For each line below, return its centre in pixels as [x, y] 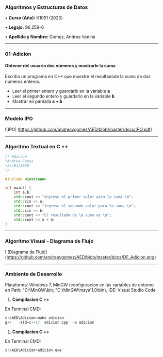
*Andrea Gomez [19, 161]
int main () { [18, 188]
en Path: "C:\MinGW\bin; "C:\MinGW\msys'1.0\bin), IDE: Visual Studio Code [81, 290]
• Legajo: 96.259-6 [24, 27]
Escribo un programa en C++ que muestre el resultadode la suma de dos [78, 77]
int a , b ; [23, 192]
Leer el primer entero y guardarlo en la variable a [61, 91]
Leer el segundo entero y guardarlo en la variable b [63, 96]
